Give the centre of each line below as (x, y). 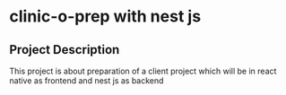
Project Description (65, 50)
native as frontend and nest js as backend (87, 81)
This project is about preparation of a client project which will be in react (143, 71)
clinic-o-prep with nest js (105, 17)
